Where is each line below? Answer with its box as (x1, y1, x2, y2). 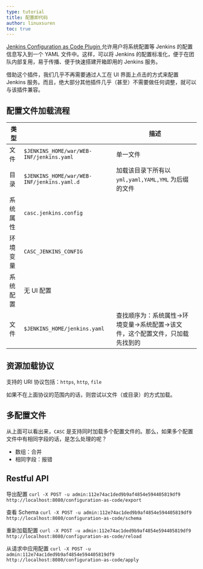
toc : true (6, 25, 31, 32)
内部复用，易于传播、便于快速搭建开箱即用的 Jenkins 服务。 (11, 58, 161, 65)
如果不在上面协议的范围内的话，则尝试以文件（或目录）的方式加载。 (6, 391, 176, 398)
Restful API (6, 473, 50, 484)
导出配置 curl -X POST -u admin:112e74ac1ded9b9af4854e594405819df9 (6, 490, 181, 498)
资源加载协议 (6, 361, 54, 371)
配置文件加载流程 (6, 105, 70, 115)
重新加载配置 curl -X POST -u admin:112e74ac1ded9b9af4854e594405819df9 (6, 527, 192, 534)
